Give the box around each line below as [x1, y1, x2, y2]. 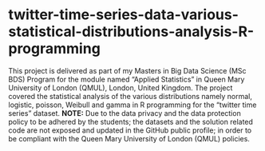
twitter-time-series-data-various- [8, 6, 239, 24]
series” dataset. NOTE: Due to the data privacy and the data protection [8, 108, 241, 117]
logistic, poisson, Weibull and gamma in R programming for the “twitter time [8, 100, 257, 109]
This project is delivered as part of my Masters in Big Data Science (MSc [8, 66, 247, 75]
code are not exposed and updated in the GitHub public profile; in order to [8, 125, 252, 135]
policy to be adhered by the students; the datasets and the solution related [8, 117, 254, 126]
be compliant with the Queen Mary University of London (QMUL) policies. [8, 133, 250, 143]
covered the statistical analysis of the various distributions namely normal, [8, 91, 253, 101]
